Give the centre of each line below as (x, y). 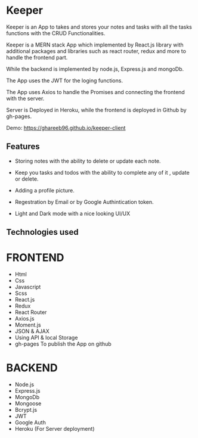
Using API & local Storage (46, 338)
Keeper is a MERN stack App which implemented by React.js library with (95, 45)
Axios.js (24, 319)
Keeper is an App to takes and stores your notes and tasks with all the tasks (99, 27)
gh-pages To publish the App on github (63, 344)
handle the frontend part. (37, 57)
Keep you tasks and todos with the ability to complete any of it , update (102, 172)
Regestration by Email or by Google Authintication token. (84, 202)
